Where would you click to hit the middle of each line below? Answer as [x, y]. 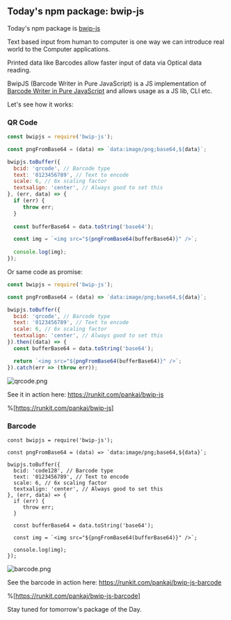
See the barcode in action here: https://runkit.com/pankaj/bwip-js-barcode [114, 582]
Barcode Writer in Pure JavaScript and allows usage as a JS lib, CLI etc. [110, 90]
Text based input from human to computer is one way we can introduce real [116, 42]
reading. [19, 70]
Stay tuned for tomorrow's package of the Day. [74, 609]
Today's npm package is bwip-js [54, 28]
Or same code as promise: [45, 271]
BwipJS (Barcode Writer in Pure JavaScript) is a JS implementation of [107, 84]
